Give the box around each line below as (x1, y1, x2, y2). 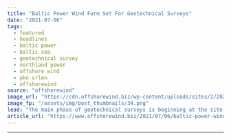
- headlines (13, 36, 48, 43)
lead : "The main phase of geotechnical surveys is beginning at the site (7, 106, 223, 113)
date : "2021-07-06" (7, 17, 63, 23)
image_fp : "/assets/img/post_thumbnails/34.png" (7, 100, 149, 107)
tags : (7, 23, 23, 30)
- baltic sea (13, 49, 51, 56)
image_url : (7, 94, 38, 101)
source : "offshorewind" (7, 87, 76, 94)
